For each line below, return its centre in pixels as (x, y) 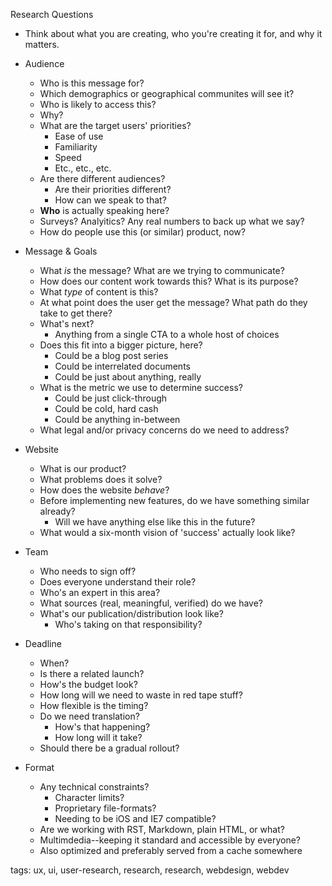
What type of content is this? (99, 292)
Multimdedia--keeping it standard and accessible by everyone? (170, 840)
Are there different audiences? (102, 178)
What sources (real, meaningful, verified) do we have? (151, 603)
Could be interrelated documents (122, 366)
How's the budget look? (88, 684)
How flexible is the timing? (94, 705)
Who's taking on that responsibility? (128, 624)
